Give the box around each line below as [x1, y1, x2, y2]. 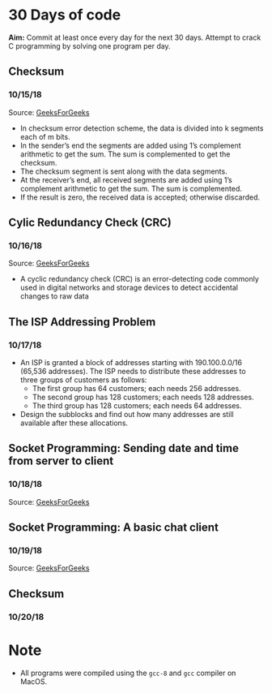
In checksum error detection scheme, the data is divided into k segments [19, 123, 264, 133]
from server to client [8, 454, 114, 468]
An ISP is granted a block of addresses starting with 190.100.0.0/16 [19, 358, 243, 367]
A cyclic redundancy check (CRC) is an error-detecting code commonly [19, 274, 259, 284]
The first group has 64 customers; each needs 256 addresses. [32, 384, 241, 393]
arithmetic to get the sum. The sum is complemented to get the [19, 148, 231, 159]
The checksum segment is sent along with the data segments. [19, 166, 228, 176]
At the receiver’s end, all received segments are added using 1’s [19, 174, 232, 184]
